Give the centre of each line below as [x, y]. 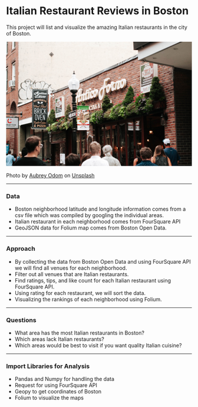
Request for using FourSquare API [56, 385]
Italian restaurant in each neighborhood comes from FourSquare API [98, 222]
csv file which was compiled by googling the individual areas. [89, 215]
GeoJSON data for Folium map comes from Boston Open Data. [90, 228]
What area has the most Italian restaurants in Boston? [79, 333]
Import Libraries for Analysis [48, 366]
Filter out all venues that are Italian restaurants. [72, 274]
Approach [21, 249]
